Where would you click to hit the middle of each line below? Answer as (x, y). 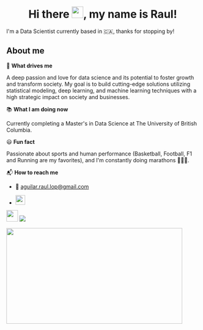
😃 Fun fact (20, 141)
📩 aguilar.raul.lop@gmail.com (52, 186)
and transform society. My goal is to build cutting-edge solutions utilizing (98, 84)
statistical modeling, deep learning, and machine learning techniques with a (102, 90)
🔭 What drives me (30, 66)
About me (25, 51)
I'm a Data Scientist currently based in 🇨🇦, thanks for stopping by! (90, 31)
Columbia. (19, 130)
